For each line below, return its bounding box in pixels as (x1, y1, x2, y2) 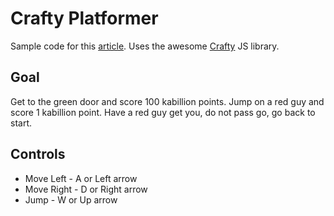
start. (10, 117, 33, 129)
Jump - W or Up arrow (24, 193, 118, 206)
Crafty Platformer (10, 7, 159, 30)
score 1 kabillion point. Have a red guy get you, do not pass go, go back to (10, 106, 316, 118)
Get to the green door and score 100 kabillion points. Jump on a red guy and (10, 95, 325, 107)
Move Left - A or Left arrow (24, 172, 138, 184)
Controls (10, 146, 66, 163)
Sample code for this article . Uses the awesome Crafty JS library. (10, 40, 280, 52)
